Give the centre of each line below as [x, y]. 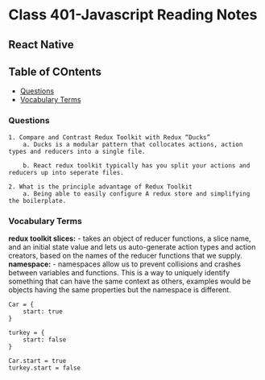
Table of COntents [55, 71]
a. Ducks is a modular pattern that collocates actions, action [133, 144]
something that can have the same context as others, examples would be [130, 281]
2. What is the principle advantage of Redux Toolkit [101, 187]
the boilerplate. [37, 200]
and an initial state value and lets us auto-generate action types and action [132, 246]
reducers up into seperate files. [66, 172]
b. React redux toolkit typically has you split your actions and [137, 165]
